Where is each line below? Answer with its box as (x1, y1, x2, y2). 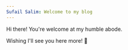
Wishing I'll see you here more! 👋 (6, 37, 88, 44)
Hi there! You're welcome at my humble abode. (6, 25, 123, 33)
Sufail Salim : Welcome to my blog (6, 8, 93, 15)
